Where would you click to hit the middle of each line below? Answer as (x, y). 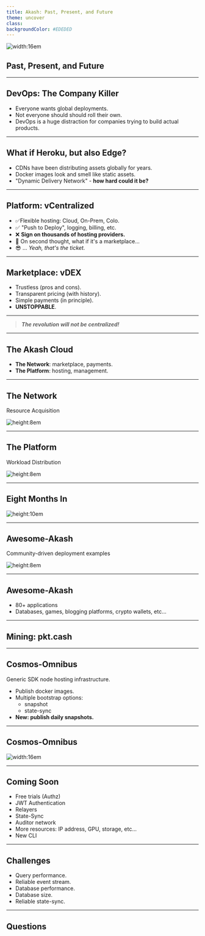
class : (15, 23)
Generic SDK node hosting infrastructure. (58, 679)
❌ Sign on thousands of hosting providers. (70, 234)
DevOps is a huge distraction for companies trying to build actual (97, 121)
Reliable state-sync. (40, 902)
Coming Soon (33, 782)
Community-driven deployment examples (59, 553)
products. (27, 128)
